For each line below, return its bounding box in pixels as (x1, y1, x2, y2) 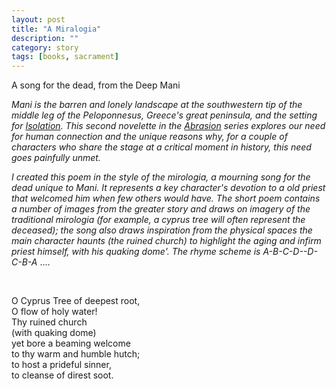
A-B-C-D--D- (262, 246, 318, 258)
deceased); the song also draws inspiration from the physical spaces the (11, 224, 313, 236)
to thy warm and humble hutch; (11, 348, 141, 360)
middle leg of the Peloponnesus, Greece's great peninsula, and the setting (11, 109, 318, 121)
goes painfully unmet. (11, 152, 101, 164)
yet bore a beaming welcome (11, 337, 131, 350)
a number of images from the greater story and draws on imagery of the (11, 203, 311, 215)
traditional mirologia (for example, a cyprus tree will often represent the (11, 214, 306, 226)
